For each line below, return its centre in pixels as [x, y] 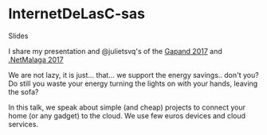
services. [23, 124]
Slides [18, 36]
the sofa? [24, 91]
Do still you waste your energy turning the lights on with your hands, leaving [133, 83]
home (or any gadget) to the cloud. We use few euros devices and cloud [127, 115]
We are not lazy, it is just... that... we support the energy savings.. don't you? [133, 75]
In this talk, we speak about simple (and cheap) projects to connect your [127, 107]
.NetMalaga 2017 [36, 60]
